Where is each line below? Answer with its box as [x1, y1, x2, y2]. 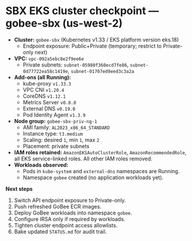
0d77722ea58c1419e [22, 68, 68, 74]
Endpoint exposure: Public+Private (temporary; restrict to [22, 42, 162, 49]
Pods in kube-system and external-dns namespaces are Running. [22, 167, 180, 174]
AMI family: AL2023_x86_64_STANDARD [22, 124, 110, 131]
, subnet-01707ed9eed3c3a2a [68, 67, 135, 74]
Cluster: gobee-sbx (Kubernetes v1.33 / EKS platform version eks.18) [14, 36, 179, 43]
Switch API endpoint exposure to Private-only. [14, 196, 126, 204]
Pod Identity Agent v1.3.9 [22, 111, 86, 118]
